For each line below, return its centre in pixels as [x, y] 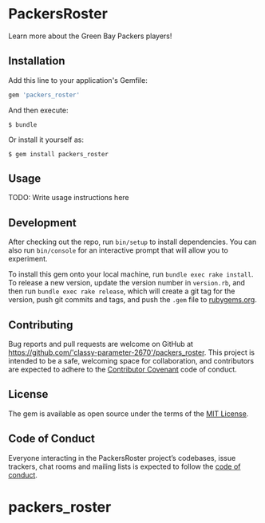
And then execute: [38, 110]
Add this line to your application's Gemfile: [78, 80]
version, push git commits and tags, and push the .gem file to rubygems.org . [133, 300]
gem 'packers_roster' [44, 95]
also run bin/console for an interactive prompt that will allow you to [119, 250]
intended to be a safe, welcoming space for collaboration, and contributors [131, 361]
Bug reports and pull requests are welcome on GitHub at [101, 344]
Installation [37, 61]
